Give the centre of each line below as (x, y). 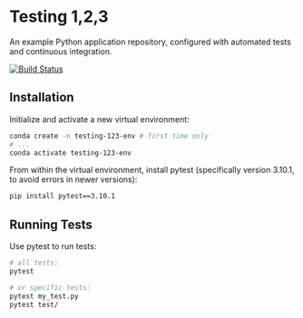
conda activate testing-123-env (70, 153)
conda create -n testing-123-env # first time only (109, 136)
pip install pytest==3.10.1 (63, 197)
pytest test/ (34, 304)
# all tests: (34, 263)
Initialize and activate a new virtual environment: (100, 119)
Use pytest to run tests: (53, 246)
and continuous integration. (61, 51)
